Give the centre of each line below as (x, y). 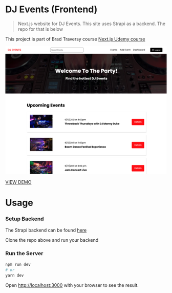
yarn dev (15, 275)
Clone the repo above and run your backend (52, 240)
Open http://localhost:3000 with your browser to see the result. (72, 285)
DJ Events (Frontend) (51, 9)
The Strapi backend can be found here (46, 230)
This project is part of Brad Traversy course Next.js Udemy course (75, 39)
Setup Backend (25, 219)
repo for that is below (40, 29)
